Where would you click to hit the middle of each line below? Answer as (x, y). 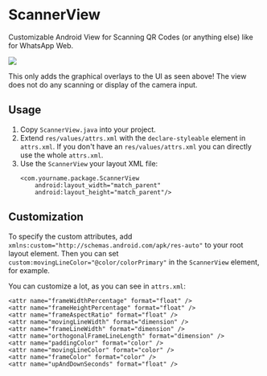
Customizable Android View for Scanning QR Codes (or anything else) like (131, 37)
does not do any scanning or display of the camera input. (103, 84)
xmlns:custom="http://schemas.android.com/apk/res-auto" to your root (126, 245)
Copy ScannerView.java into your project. (88, 129)
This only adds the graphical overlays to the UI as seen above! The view (127, 76)
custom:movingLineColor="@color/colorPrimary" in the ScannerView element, (134, 262)
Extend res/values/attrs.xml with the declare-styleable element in (133, 137)
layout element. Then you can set (64, 253)
